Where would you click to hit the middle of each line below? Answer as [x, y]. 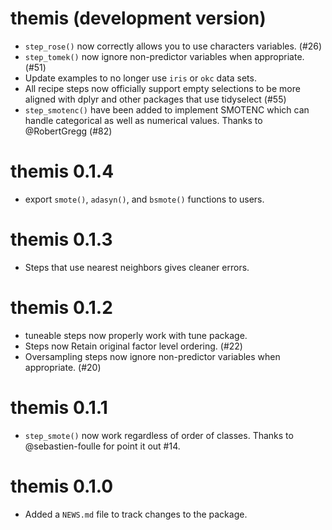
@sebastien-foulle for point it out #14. [102, 446]
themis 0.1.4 [62, 171]
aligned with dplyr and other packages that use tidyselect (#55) [155, 99]
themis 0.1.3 [61, 239]
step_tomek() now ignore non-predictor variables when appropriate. [164, 56]
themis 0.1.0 [62, 486]
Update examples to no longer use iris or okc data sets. [140, 78]
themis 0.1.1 [59, 407]
